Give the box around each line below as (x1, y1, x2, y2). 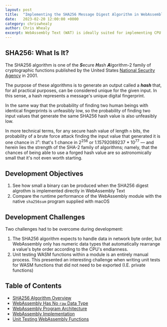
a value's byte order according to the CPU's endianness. (12, 246, 128, 252)
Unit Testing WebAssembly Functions (12, 316, 89, 322)
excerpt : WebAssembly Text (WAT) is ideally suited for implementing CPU (5, 30, 162, 35)
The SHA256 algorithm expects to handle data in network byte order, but (12, 236, 162, 242)
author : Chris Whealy (5, 26, 50, 31)
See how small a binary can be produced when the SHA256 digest (12, 182, 149, 189)
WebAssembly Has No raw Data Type (12, 300, 88, 306)
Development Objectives (5, 169, 83, 178)
